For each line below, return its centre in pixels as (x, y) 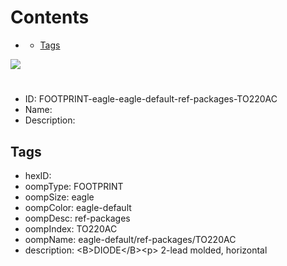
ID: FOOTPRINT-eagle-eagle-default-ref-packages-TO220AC (151, 99)
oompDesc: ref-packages (77, 218)
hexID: (38, 175)
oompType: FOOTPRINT (74, 186)
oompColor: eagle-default (78, 207)
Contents (50, 17)
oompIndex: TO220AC (71, 228)
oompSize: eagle (59, 197)
